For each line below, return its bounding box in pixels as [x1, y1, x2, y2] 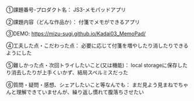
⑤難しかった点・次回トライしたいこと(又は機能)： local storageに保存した [6, 62, 188, 68]
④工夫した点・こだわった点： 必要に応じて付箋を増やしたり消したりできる [6, 42, 189, 49]
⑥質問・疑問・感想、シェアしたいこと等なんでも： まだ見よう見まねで [6, 81, 178, 88]
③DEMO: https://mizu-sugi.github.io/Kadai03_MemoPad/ [6, 30, 146, 37]
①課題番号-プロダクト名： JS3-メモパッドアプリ [6, 6, 126, 13]
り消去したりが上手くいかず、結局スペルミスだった [6, 69, 129, 75]
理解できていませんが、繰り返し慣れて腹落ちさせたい [16, 89, 144, 95]
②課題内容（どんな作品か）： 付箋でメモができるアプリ [6, 19, 140, 26]
